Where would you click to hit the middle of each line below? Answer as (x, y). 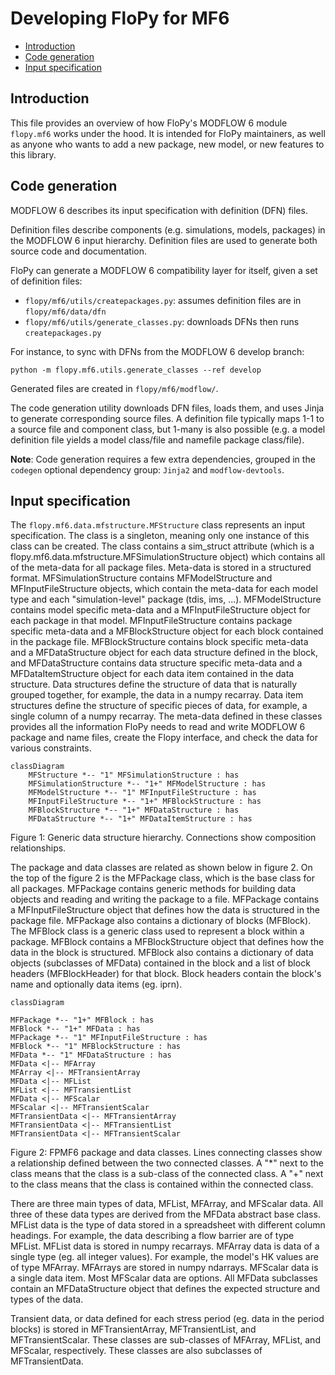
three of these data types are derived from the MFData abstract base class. (165, 1214)
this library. (33, 154)
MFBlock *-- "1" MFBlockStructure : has (96, 1047)
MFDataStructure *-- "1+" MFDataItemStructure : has (140, 819)
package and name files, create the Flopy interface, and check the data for (164, 738)
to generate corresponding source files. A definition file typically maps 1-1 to (167, 418)
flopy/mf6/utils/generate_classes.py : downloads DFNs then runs (162, 321)
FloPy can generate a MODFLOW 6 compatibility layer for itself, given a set (164, 270)
